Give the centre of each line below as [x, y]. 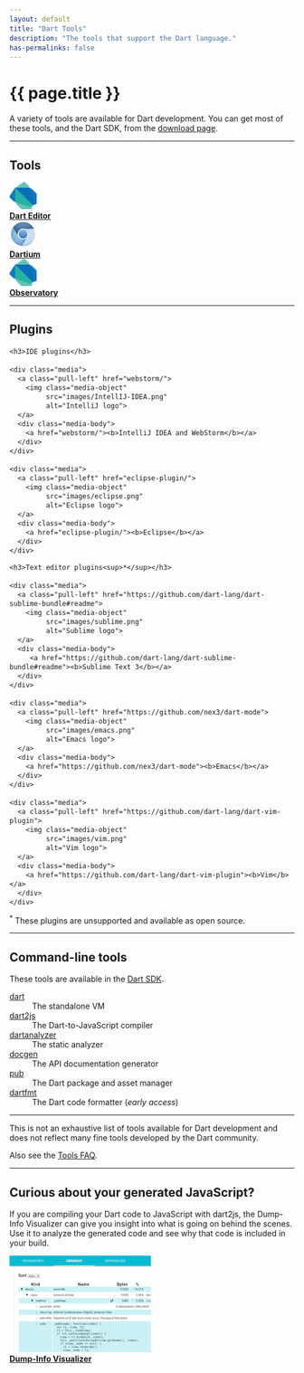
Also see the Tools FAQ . [53, 1155]
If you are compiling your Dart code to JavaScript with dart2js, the [133, 1214]
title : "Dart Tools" [48, 28]
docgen [24, 1055]
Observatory [34, 293]
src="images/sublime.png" [95, 621]
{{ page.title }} [65, 94]
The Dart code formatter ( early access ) [105, 1103]
